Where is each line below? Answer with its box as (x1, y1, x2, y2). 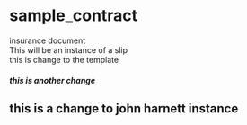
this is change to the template (9, 54, 119, 65)
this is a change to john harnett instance (9, 101, 239, 116)
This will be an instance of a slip (9, 44, 128, 55)
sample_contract (9, 5, 138, 26)
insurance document (9, 35, 86, 46)
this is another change (9, 75, 96, 85)
